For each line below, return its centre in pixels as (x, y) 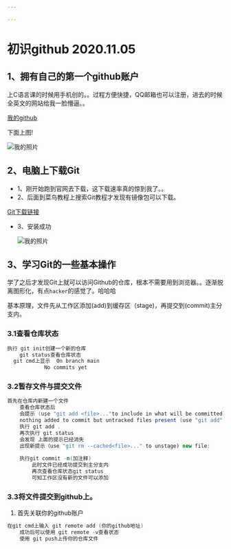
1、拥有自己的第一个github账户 (73, 77)
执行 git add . (40, 427)
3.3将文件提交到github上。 (52, 497)
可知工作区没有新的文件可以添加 (70, 478)
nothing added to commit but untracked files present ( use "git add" (121, 421)
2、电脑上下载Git (44, 171)
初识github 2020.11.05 (71, 49)
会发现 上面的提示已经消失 (52, 439)
